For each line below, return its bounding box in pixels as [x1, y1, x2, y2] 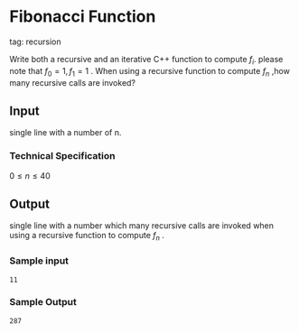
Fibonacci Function [9, 6, 156, 27]
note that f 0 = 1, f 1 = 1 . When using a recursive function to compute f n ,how [9, 65, 291, 79]
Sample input [9, 254, 70, 267]
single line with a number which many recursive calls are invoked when [9, 220, 274, 231]
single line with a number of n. [9, 127, 122, 138]
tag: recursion [9, 36, 61, 47]
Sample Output [9, 296, 77, 309]
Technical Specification [9, 150, 116, 162]
